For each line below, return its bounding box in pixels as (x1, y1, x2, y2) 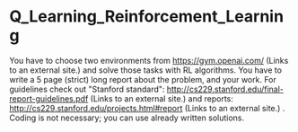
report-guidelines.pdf (9, 92, 89, 104)
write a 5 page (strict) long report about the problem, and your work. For (9, 74, 276, 84)
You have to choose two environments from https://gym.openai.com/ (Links (9, 55, 289, 66)
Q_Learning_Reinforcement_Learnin (9, 6, 285, 27)
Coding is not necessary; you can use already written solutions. (9, 112, 245, 123)
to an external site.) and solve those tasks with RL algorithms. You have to (9, 65, 283, 75)
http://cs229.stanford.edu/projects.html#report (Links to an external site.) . (9, 102, 285, 113)
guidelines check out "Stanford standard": (9, 84, 165, 94)
